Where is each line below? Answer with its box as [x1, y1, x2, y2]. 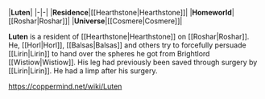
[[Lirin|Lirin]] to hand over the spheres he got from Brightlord [8, 49, 210, 58]
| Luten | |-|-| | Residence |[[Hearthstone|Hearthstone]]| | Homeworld [8, 8, 232, 17]
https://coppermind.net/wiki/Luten [8, 81, 122, 91]
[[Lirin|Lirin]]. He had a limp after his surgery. [8, 66, 158, 76]
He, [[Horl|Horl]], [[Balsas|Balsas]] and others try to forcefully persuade [8, 40, 247, 50]
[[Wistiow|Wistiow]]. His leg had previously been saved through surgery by [8, 57, 258, 67]
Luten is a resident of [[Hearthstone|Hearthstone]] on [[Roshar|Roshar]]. [8, 32, 250, 41]
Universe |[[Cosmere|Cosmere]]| [73, 16, 183, 26]
